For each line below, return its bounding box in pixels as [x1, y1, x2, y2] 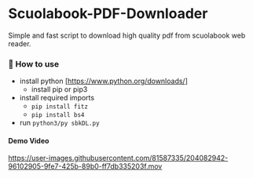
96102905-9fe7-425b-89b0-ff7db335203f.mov [8, 162, 163, 171]
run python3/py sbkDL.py [19, 118, 100, 128]
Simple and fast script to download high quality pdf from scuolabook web [8, 31, 246, 40]
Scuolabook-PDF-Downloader [8, 5, 208, 23]
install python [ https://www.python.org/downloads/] [19, 76, 189, 86]
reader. [8, 38, 31, 48]
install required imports [19, 93, 95, 103]
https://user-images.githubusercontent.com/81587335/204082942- [8, 154, 229, 163]
